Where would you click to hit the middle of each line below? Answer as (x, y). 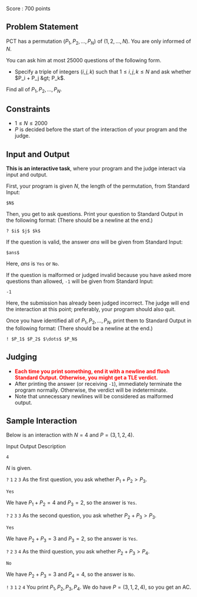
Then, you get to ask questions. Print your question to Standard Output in (95, 214)
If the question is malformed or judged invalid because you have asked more (99, 275)
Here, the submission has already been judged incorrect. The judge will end (98, 303)
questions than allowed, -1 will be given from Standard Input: (80, 281)
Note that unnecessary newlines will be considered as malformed (94, 396)
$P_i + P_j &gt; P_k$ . (40, 78)
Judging (21, 357)
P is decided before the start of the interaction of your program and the (101, 129)
